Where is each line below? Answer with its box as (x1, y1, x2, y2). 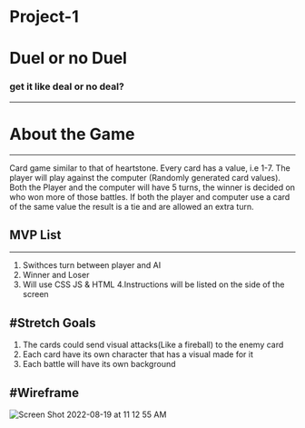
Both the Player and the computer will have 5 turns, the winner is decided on (9, 182, 296, 193)
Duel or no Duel (9, 48, 127, 69)
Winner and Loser (22, 270, 90, 281)
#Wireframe (9, 384, 80, 401)
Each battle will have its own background (22, 359, 176, 370)
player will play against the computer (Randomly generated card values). (9, 172, 281, 183)
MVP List (9, 227, 62, 243)
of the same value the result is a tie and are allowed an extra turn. (9, 201, 254, 212)
